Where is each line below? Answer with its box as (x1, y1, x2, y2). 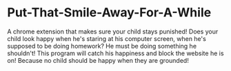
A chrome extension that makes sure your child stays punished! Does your (7, 27, 219, 35)
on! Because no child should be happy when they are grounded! (7, 56, 190, 64)
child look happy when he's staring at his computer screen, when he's (7, 34, 207, 42)
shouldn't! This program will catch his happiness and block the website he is (7, 49, 224, 57)
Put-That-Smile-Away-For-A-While (7, 5, 212, 20)
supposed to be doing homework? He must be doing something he (7, 42, 197, 50)
